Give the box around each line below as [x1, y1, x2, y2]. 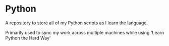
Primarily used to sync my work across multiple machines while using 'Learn [5, 29, 164, 35]
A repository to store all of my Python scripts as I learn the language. [5, 20, 148, 26]
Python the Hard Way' [5, 35, 51, 41]
